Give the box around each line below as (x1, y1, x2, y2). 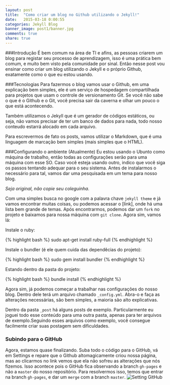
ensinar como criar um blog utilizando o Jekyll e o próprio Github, (5, 66, 143, 72)
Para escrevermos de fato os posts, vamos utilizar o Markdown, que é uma (5, 133, 162, 139)
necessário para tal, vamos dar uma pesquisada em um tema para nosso (5, 170, 157, 176)
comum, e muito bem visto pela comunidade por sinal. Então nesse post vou (5, 61, 165, 67)
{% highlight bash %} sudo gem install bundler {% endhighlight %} (5, 256, 145, 262)
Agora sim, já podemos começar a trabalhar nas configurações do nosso (5, 286, 158, 292)
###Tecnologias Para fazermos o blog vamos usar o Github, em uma (5, 81, 149, 87)
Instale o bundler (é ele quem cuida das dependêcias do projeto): (5, 246, 142, 252)
